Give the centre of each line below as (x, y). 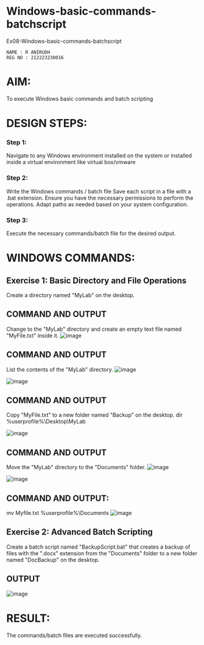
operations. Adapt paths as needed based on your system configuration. (97, 204)
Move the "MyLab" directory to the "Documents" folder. (76, 467)
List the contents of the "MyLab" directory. (60, 369)
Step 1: (16, 142)
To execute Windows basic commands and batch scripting (80, 98)
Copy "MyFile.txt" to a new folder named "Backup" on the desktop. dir (94, 415)
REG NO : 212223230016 (35, 57)
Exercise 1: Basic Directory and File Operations (97, 280)
